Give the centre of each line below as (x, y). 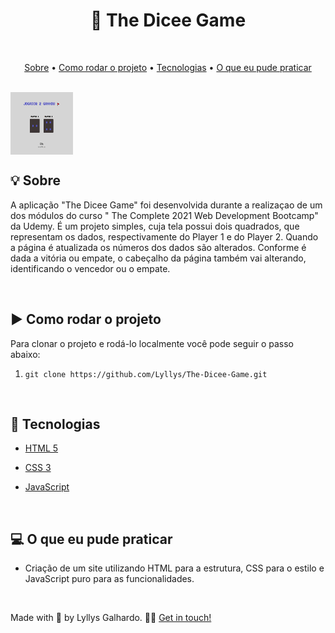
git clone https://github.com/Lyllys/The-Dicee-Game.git (146, 374)
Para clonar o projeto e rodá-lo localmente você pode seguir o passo (152, 343)
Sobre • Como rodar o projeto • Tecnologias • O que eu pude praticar (168, 67)
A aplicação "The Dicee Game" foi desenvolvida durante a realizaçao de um (166, 205)
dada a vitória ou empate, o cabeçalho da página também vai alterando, (158, 258)
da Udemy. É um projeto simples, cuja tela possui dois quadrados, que (155, 226)
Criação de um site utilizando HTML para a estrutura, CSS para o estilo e (174, 568)
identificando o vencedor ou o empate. (90, 268)
